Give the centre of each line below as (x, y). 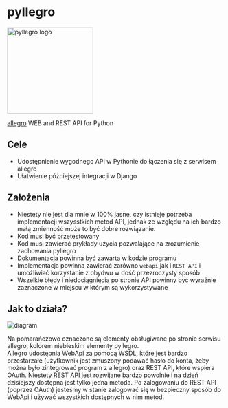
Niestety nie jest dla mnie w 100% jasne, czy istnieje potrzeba (104, 214)
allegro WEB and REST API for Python (60, 123)
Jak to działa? (37, 309)
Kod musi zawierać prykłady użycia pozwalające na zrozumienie (108, 243)
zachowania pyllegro (46, 250)
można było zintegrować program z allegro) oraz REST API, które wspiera (111, 368)
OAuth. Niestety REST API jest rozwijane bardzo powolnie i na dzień (103, 375)
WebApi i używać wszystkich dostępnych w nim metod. (86, 397)
